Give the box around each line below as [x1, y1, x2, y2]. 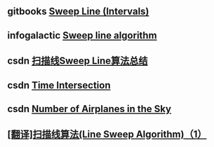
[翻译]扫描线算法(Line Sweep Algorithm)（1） [7, 129, 207, 141]
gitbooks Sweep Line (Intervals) [7, 6, 149, 17]
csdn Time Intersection [7, 79, 111, 91]
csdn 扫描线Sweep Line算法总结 [7, 55, 149, 67]
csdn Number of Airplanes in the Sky [7, 103, 172, 115]
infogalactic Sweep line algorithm [7, 29, 157, 41]
